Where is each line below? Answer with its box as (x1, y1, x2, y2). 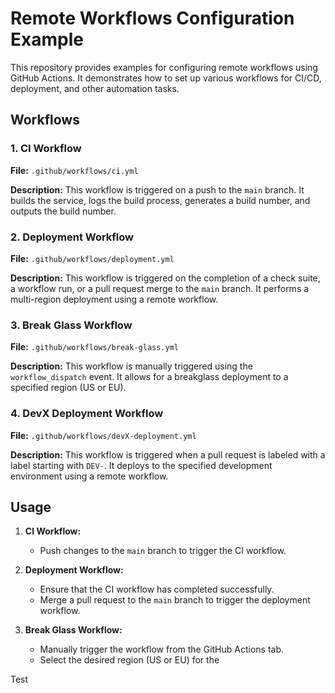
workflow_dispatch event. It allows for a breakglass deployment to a (10, 371, 289, 383)
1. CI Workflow (10, 142, 82, 156)
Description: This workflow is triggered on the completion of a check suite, (10, 272, 321, 284)
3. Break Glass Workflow (10, 318, 133, 332)
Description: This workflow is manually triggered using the (10, 360, 253, 372)
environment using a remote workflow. (10, 470, 169, 482)
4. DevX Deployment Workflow (10, 407, 164, 421)
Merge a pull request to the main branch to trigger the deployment (39, 594, 311, 606)
